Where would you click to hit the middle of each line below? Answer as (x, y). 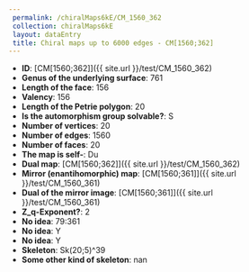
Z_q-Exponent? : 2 (56, 212)
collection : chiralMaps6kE (63, 26)
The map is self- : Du (60, 155)
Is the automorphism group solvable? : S (98, 116)
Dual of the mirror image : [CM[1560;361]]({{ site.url (117, 193)
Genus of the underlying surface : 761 (92, 78)
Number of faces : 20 (61, 145)
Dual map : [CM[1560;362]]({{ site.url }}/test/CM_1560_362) (130, 164)
